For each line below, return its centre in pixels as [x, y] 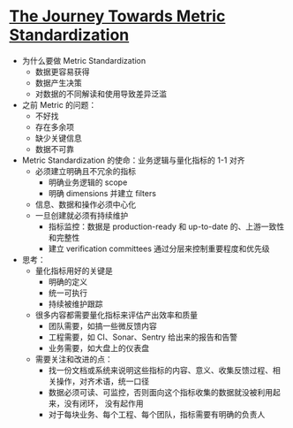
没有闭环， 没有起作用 [104, 403]
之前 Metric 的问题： [59, 104]
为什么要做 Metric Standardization [84, 60]
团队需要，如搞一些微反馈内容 [102, 325]
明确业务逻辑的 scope [88, 182]
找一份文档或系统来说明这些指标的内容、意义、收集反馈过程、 [161, 370]
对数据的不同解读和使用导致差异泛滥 [101, 94]
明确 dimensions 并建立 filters [102, 193]
